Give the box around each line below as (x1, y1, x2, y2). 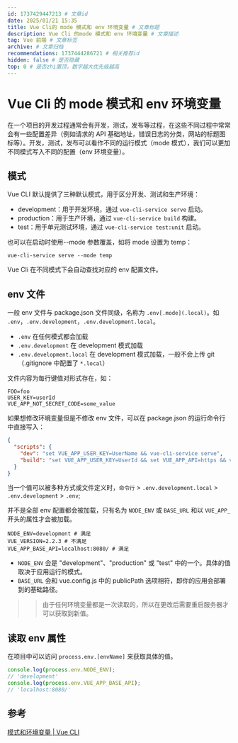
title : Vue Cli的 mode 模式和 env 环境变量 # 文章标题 (7, 23, 160, 30)
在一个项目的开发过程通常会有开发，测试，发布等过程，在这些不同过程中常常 (7, 121, 231, 129)
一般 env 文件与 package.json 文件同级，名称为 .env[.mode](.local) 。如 (7, 308, 220, 317)
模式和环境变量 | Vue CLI (7, 727, 80, 736)
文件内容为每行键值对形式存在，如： (7, 374, 113, 383)
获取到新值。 (55, 609, 93, 618)
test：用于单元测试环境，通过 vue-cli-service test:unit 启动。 (17, 223, 205, 231)
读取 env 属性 (7, 632, 66, 644)
